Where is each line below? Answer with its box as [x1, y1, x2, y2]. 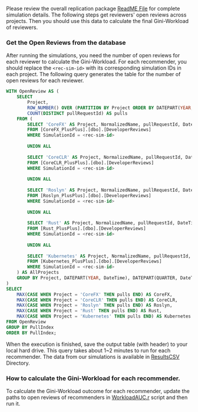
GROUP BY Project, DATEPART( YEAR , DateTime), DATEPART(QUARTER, [16, 275, 178, 281]
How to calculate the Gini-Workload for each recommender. [6, 374, 181, 382]
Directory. [6, 359, 31, 367]
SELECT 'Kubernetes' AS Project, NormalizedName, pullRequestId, [27, 253, 192, 259]
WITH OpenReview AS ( [6, 89, 60, 94]
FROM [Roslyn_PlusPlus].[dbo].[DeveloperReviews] [27, 192, 151, 198]
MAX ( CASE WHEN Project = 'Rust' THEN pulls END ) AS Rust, [16, 308, 162, 314]
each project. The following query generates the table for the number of [6, 71, 181, 78]
